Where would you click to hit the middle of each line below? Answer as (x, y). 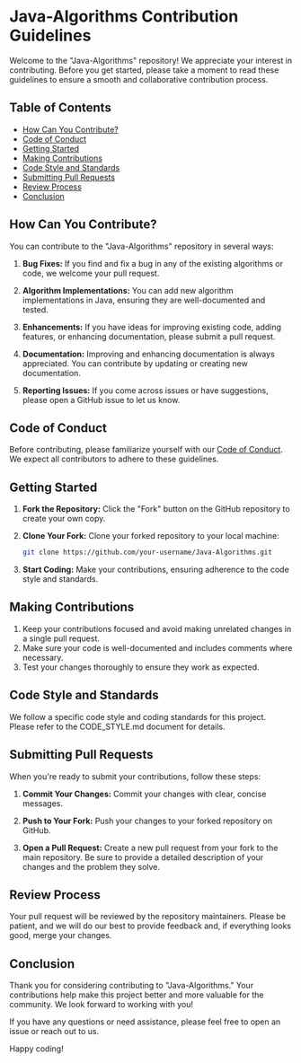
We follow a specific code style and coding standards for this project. (138, 716)
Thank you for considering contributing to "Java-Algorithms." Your (132, 986)
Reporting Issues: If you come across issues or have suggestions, (145, 390)
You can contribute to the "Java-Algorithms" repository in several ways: (142, 246)
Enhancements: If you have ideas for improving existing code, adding (151, 327)
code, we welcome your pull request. (91, 273)
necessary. (43, 657)
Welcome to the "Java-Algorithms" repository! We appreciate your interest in (151, 60)
